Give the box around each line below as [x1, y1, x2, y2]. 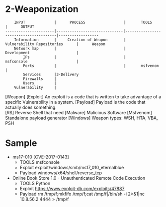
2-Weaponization [5, 3, 79, 15]
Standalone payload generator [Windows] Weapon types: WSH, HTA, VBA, [5, 115, 158, 121]
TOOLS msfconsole [19, 159, 60, 165]
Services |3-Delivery [23, 72, 79, 77]
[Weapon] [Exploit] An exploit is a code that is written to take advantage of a [5, 93, 162, 100]
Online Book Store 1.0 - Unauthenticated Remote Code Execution [12, 175, 146, 181]
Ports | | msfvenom [23, 63, 159, 68]
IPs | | [23, 55, 126, 60]
